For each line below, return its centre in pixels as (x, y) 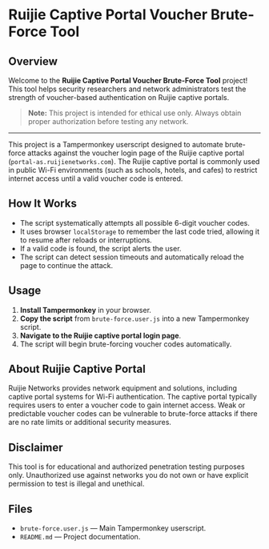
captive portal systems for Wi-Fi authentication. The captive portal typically (133, 397)
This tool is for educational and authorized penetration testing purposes (127, 467)
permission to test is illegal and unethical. (76, 484)
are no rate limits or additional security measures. (90, 423)
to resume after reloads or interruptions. (86, 240)
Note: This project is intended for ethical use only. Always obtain (134, 113)
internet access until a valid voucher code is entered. (96, 178)
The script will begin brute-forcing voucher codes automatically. (126, 344)
